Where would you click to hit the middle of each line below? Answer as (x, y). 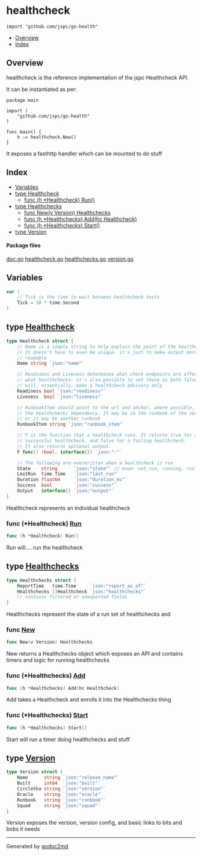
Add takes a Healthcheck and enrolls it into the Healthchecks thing (89, 699)
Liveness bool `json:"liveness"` (60, 397)
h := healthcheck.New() (47, 137)
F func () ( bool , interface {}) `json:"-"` (69, 452)
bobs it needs (23, 829)
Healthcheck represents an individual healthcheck (68, 508)
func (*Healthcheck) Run (44, 523)
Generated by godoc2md (37, 846)
